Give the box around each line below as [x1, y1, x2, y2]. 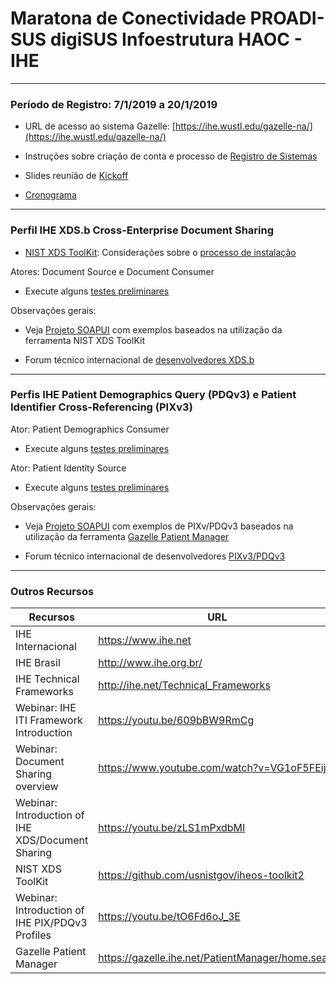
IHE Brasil [15, 656, 61, 670]
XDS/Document [15, 833, 89, 847]
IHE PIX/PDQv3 [15, 916, 88, 930]
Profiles [15, 928, 52, 942]
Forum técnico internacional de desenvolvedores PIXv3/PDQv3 [24, 550, 286, 562]
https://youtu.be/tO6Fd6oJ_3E [98, 910, 241, 924]
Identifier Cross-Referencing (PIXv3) [10, 400, 193, 414]
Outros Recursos [10, 584, 95, 598]
